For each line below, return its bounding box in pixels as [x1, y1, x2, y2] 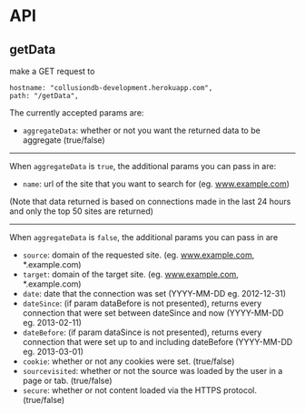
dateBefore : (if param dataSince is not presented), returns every [22, 327, 262, 338]
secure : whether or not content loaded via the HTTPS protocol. [22, 385, 257, 396]
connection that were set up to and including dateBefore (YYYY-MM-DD [22, 337, 293, 347]
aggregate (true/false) [22, 135, 106, 146]
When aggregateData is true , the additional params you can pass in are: [9, 161, 277, 171]
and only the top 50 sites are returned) [9, 206, 154, 217]
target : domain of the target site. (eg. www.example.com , [22, 269, 239, 279]
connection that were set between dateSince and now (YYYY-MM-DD [22, 308, 284, 318]
